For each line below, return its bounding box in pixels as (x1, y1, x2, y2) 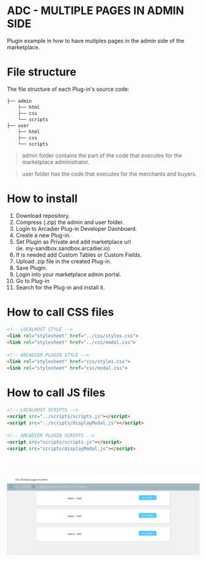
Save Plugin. (15, 264, 48, 271)
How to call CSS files (7, 305, 114, 319)
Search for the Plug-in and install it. (15, 284, 105, 291)
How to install (7, 192, 78, 206)
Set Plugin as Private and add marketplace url (15, 238, 131, 246)
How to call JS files (7, 386, 106, 400)
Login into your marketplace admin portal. (15, 271, 122, 278)
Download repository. (15, 212, 70, 219)
